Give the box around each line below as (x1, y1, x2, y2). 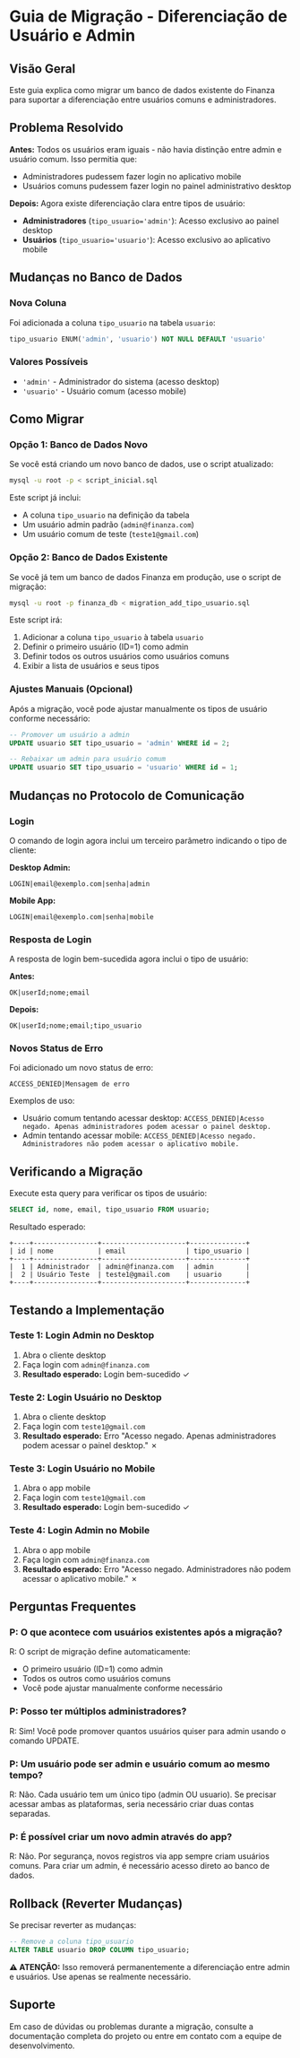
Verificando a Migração (9, 1164, 143, 1179)
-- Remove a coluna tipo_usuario (9, 1937, 134, 1947)
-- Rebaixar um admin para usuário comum (9, 755, 167, 764)
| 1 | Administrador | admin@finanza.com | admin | (9, 1263, 251, 1272)
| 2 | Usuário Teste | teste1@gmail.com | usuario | (9, 1271, 251, 1280)
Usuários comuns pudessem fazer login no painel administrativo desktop (21, 180, 292, 191)
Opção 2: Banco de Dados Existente (9, 551, 168, 564)
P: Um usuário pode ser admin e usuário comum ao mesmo (9, 1758, 270, 1770)
